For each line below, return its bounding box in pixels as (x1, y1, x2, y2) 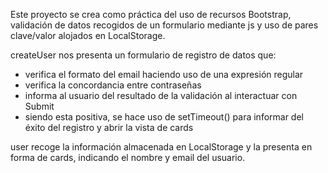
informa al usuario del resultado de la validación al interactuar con (24, 90, 298, 101)
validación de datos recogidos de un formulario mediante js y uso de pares (10, 19, 319, 31)
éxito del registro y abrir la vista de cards (24, 122, 194, 133)
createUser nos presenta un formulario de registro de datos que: (10, 49, 277, 61)
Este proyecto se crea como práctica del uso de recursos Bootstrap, (10, 9, 292, 20)
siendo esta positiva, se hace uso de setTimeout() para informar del (24, 111, 304, 123)
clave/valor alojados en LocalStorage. (10, 30, 166, 41)
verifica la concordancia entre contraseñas (24, 79, 202, 91)
